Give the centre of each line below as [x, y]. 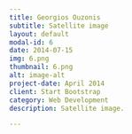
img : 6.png [29, 59]
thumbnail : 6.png [41, 67]
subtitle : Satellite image [59, 26]
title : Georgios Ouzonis [55, 17]
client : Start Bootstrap [55, 91]
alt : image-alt [37, 75]
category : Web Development [59, 100]
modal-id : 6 [31, 42]
